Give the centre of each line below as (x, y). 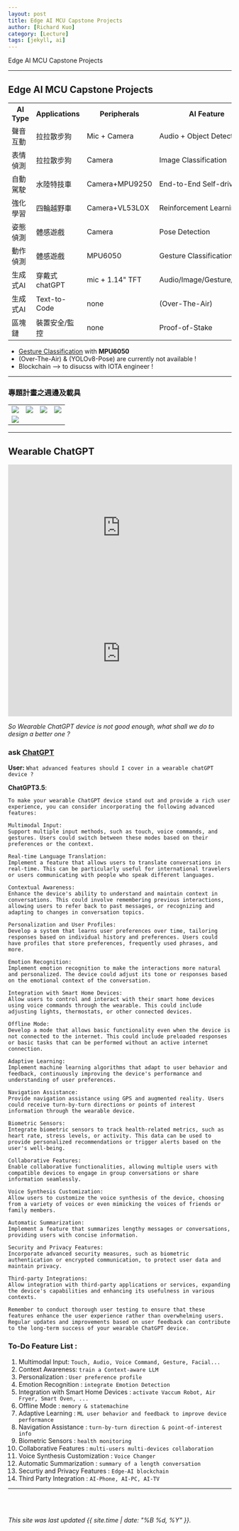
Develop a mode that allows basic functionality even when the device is (119, 1030)
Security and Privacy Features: (56, 1248)
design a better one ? (39, 734)
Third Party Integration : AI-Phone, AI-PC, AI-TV (89, 1478)
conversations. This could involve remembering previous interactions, (116, 900)
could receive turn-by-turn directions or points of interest (102, 1105)
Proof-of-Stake (186, 327)
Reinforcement (184, 208)
